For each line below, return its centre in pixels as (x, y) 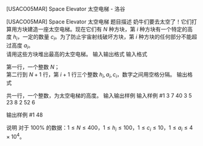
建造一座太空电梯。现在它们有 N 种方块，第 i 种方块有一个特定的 (107, 29)
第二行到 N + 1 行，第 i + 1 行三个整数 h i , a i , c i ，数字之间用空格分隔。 (91, 75)
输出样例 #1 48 (25, 115)
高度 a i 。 (22, 46)
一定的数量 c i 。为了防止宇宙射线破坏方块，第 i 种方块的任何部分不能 (107, 37)
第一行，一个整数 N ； (33, 67)
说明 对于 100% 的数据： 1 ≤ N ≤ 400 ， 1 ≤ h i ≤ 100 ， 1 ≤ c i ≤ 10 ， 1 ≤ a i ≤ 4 (100, 129)
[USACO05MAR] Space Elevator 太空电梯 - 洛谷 (66, 9)
